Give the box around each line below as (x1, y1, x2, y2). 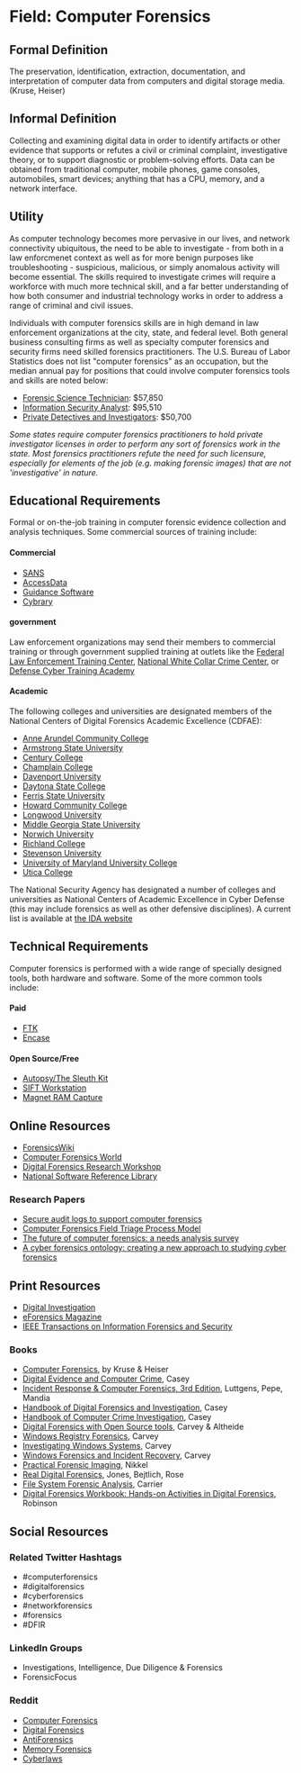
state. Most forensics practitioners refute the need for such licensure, (9, 448, 267, 458)
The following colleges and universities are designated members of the (9, 706, 272, 717)
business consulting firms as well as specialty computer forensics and (9, 336, 270, 348)
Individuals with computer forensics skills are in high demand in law (9, 317, 259, 328)
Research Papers (9, 1193, 85, 1206)
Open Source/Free (9, 1053, 79, 1063)
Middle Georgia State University (22, 819, 141, 830)
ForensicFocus (22, 1672, 77, 1683)
